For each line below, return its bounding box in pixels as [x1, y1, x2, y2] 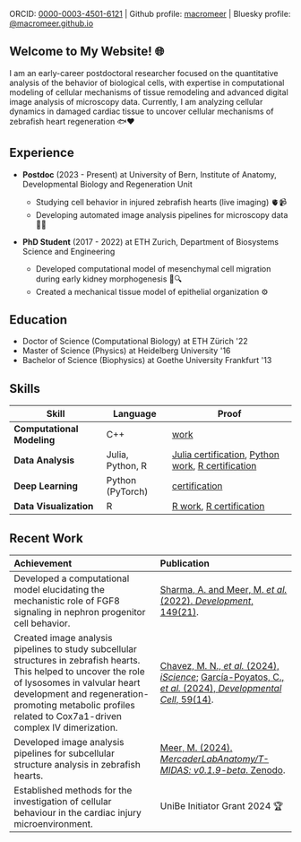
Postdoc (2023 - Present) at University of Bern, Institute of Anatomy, [21, 169, 278, 179]
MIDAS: [159, 764, 192, 777]
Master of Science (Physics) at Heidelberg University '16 [21, 345, 231, 356]
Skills [9, 381, 40, 396]
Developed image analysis [13, 736, 125, 749]
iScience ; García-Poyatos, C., [159, 671, 285, 683]
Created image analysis [13, 632, 113, 645]
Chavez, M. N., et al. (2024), [159, 660, 279, 673]
